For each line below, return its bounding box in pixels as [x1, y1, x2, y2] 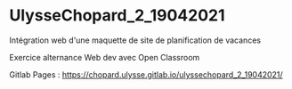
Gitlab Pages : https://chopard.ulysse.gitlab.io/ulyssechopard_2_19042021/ [9, 69, 283, 80]
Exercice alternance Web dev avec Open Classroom [9, 52, 200, 62]
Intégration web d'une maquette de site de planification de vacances [9, 35, 261, 45]
